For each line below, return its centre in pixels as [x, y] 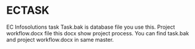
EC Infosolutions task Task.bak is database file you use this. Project [91, 27]
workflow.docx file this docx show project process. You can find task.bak [98, 33]
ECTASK [28, 10]
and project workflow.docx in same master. [60, 39]
